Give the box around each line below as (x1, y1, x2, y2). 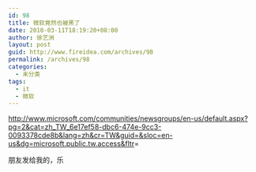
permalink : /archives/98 (8, 56, 90, 64)
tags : (8, 77, 26, 85)
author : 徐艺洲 (8, 33, 55, 42)
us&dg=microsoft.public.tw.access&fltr (8, 139, 135, 148)
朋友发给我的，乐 (8, 155, 64, 165)
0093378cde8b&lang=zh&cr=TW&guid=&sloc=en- (8, 131, 173, 140)
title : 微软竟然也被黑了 (8, 19, 81, 27)
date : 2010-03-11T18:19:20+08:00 (8, 26, 119, 34)
